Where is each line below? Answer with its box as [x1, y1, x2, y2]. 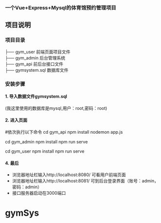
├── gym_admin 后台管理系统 [5, 55, 66, 61]
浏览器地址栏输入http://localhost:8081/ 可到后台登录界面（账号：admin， [12, 178, 159, 184]
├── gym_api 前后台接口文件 [5, 61, 63, 67]
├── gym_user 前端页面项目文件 [5, 49, 71, 55]
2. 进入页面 [5, 117, 28, 123]
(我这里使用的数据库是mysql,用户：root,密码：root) [5, 105, 107, 111]
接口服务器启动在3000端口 [12, 190, 66, 196]
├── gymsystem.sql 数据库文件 [5, 67, 69, 73]
